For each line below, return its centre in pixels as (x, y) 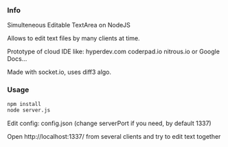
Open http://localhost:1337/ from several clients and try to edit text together (114, 137)
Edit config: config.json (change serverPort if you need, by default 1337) (109, 123)
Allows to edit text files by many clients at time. (73, 38)
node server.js (29, 110)
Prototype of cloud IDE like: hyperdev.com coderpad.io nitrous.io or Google (113, 52)
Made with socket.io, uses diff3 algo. (59, 72)
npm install (24, 104)
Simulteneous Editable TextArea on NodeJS (69, 25)
